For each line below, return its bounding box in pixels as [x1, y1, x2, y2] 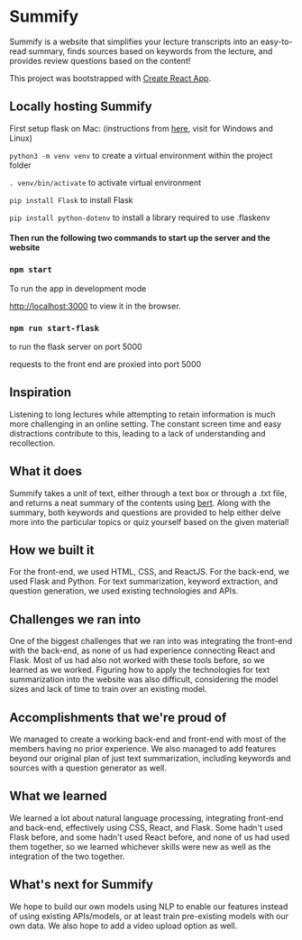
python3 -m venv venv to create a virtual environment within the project [9, 150, 273, 161]
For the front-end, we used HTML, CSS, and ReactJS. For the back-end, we [9, 567, 290, 577]
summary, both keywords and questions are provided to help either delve [9, 507, 281, 518]
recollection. [9, 438, 56, 448]
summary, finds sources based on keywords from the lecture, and [28, 45, 273, 56]
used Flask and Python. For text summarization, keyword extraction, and [9, 576, 279, 587]
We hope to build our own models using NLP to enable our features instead [9, 900, 288, 912]
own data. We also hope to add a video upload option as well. [9, 920, 238, 931]
